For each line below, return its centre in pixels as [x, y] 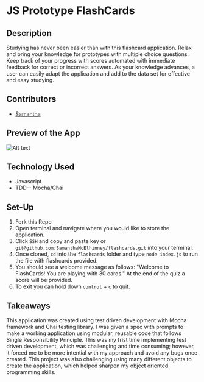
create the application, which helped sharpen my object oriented [87, 366]
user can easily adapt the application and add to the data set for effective [98, 73]
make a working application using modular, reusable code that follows [94, 333]
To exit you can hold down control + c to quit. [72, 286]
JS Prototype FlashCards [71, 11]
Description [29, 33]
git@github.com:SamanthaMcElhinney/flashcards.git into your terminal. [104, 248]
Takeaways [28, 306]
